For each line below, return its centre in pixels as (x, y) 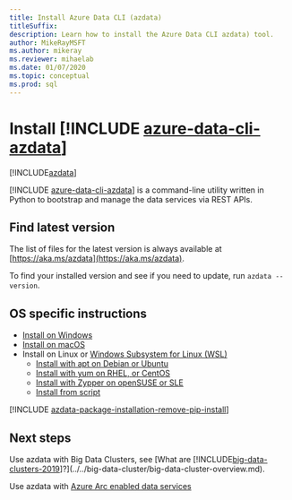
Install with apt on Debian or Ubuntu (102, 364)
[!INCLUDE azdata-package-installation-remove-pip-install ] (120, 409)
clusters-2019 (35, 469)
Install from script (68, 392)
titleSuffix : (34, 26)
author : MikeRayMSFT (48, 43)
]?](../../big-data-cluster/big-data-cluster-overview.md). (163, 469)
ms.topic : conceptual (50, 76)
